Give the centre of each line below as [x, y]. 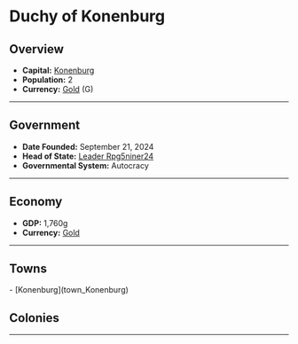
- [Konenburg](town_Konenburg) [69, 290]
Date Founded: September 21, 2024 [88, 146]
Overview [37, 49]
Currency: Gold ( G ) [58, 89]
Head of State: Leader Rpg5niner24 [88, 156]
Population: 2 [47, 80]
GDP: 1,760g [45, 223]
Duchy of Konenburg [87, 16]
